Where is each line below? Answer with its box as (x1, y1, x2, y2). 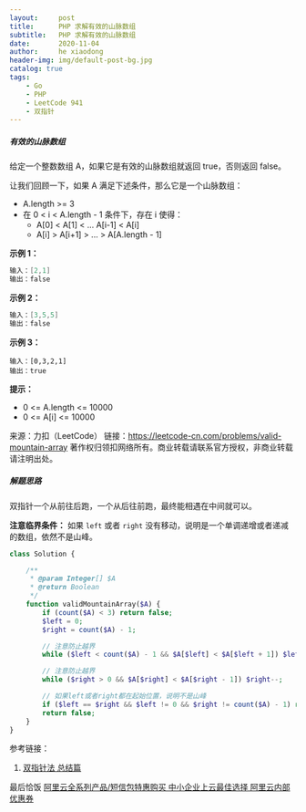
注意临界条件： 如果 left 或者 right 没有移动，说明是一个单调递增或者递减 (9, 519, 290, 530)
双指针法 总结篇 (22, 763, 82, 774)
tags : (9, 73, 30, 82)
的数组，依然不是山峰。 (9, 531, 97, 542)
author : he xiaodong (9, 47, 104, 57)
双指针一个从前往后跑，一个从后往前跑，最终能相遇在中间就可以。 (9, 500, 257, 511)
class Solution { (9, 549, 76, 558)
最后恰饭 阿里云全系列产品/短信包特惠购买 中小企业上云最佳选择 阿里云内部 (9, 782, 291, 793)
